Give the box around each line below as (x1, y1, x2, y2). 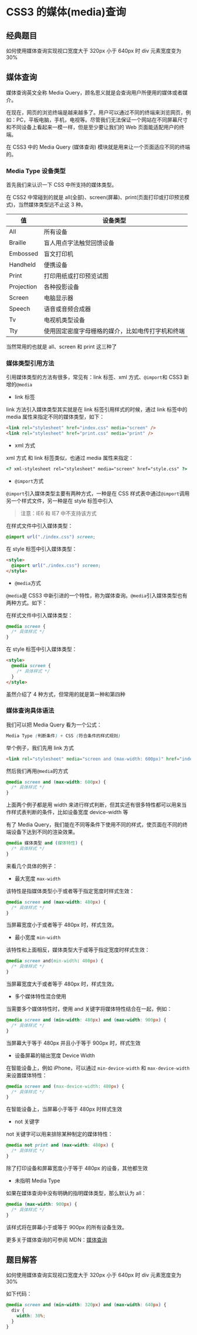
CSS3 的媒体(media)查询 (6, 5, 126, 19)
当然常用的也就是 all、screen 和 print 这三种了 (6, 343, 117, 350)
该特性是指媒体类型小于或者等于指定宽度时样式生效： (6, 887, 135, 895)
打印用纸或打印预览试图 (43, 272, 109, 280)
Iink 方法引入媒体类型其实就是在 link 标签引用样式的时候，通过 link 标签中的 (6, 406, 188, 413)
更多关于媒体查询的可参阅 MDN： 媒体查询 (6, 1236, 107, 1243)
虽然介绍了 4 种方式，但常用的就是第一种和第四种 (6, 691, 125, 698)
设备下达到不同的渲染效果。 (11, 829, 78, 836)
